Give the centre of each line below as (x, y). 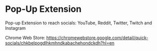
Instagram (15, 28)
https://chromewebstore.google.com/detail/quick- (97, 38)
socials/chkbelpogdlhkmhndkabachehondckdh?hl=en (60, 43)
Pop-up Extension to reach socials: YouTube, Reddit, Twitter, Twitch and (78, 23)
